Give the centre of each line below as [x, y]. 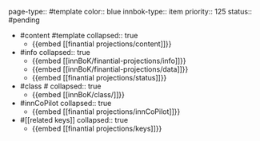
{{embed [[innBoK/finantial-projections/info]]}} [109, 61]
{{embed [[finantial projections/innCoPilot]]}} [106, 112]
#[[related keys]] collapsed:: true [74, 120]
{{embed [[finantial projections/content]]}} [102, 44]
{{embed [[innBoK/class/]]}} [78, 94]
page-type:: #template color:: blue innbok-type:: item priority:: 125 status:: [130, 12]
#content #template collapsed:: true [79, 35]
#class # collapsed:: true [60, 86]
